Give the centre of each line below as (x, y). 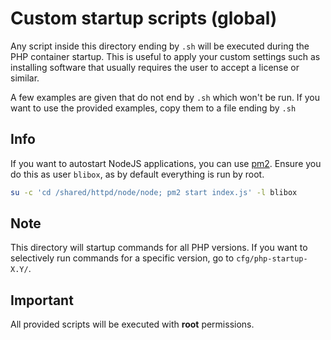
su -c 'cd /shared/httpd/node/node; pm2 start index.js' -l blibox (154, 192)
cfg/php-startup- (272, 259)
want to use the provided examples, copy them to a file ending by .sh (153, 108)
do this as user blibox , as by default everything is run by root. (137, 174)
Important (42, 300)
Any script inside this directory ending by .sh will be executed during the (160, 46)
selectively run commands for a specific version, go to (122, 258)
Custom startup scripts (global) (144, 18)
